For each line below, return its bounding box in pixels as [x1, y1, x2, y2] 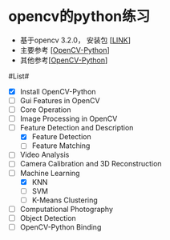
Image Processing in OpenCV [19, 114, 118, 124]
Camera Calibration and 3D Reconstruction [19, 159, 162, 169]
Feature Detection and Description [19, 123, 134, 133]
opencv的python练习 [8, 7, 151, 26]
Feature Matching [31, 141, 91, 150]
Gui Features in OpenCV [19, 96, 100, 105]
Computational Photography [19, 204, 114, 214]
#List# [8, 71, 30, 81]
